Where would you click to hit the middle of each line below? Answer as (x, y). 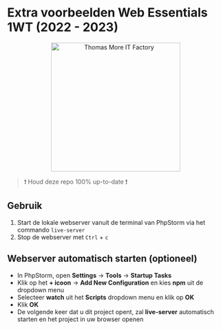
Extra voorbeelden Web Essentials (107, 13)
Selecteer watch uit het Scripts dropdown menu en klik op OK (106, 297)
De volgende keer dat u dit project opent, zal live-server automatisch (116, 311)
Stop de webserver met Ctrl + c (63, 237)
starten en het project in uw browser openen (80, 319)
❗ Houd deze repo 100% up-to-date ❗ (76, 181)
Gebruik (25, 206)
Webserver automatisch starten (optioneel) (102, 259)
